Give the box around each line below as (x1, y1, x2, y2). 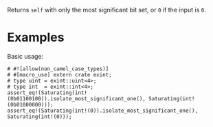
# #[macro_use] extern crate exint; (7, 71, 112, 78)
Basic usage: (7, 52, 44, 60)
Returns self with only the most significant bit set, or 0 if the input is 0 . (7, 6, 206, 14)
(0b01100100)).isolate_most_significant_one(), (7, 95, 146, 102)
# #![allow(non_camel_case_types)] (7, 65, 109, 72)
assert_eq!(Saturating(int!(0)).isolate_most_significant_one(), (7, 107, 198, 114)
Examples (7, 30, 65, 45)
